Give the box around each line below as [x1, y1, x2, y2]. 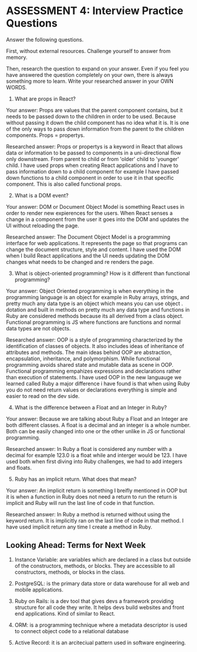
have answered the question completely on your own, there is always [6, 71, 174, 78]
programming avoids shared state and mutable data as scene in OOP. [6, 361, 174, 368]
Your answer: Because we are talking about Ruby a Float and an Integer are [6, 415, 188, 422]
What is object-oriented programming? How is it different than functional [14, 269, 191, 277]
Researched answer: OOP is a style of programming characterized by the [6, 336, 183, 343]
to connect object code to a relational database [14, 627, 129, 634]
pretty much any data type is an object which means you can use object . [6, 300, 184, 307]
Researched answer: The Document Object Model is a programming [6, 233, 171, 240]
